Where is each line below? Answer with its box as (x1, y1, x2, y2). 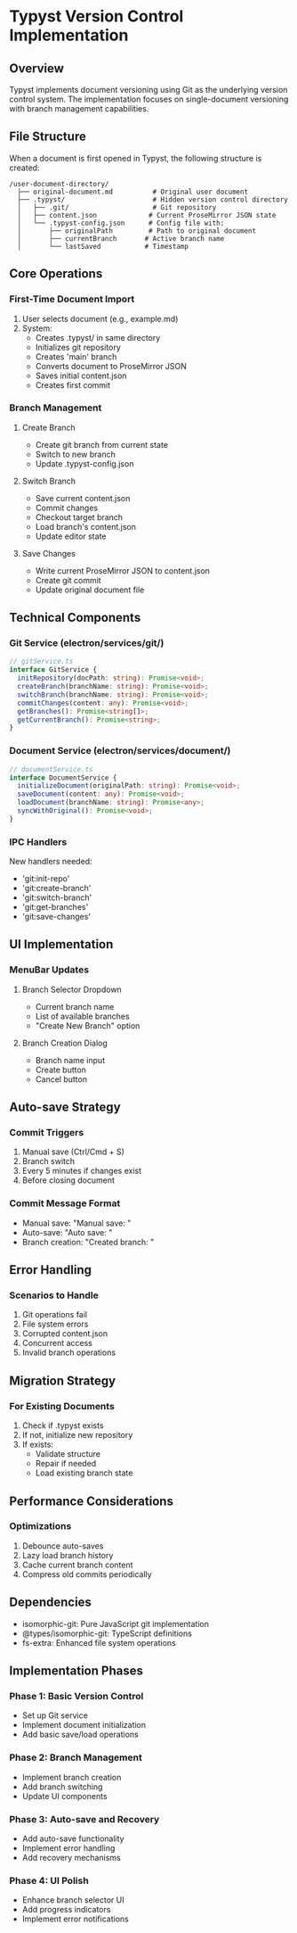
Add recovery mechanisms (21, 1852, 122, 1863)
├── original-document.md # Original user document (17, 187, 249, 196)
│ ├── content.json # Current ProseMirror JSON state (17, 211, 277, 219)
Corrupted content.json (21, 1328, 108, 1339)
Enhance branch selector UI (21, 1895, 124, 1905)
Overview (9, 61, 65, 76)
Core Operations (9, 266, 103, 282)
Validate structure (35, 1449, 100, 1459)
